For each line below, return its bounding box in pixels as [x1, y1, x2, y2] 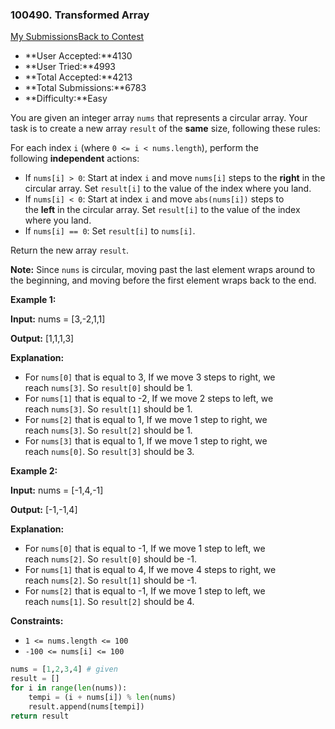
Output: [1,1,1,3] [10, 333, 75, 345]
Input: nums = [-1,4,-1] [10, 484, 104, 497]
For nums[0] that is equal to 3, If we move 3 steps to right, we [24, 371, 276, 383]
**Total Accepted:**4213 [24, 71, 133, 83]
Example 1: [10, 294, 57, 306]
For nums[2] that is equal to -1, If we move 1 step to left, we [24, 585, 266, 597]
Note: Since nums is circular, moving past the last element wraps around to [10, 264, 316, 276]
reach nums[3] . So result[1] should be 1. [24, 403, 193, 415]
